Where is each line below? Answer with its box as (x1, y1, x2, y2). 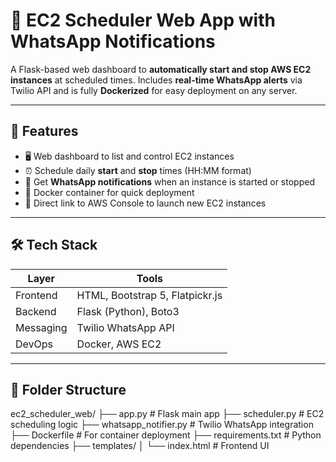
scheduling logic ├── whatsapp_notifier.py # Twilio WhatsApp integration (10, 419, 314, 431)
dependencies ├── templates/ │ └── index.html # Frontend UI (10, 440, 270, 452)
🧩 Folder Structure (10, 381, 127, 398)
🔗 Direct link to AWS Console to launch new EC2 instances (24, 197, 267, 209)
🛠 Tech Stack (10, 237, 98, 254)
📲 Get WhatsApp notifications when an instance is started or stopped (24, 175, 315, 188)
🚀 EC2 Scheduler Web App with (10, 9, 276, 32)
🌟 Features (10, 123, 79, 140)
